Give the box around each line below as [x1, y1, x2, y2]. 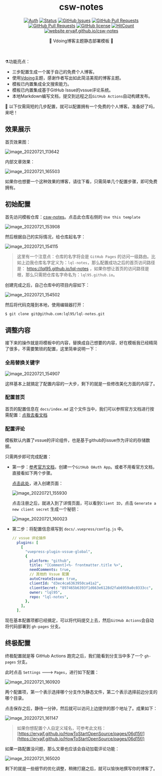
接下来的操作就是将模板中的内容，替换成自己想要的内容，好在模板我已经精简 [5, 340, 158, 346]
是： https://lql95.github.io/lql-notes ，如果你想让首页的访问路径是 [16, 265, 149, 271]
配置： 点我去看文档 [9, 412, 47, 418]
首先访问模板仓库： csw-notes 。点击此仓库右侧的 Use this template [5, 214, 141, 220]
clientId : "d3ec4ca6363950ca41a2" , [29, 581, 102, 586]
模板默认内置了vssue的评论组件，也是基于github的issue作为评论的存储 [5, 437, 146, 443]
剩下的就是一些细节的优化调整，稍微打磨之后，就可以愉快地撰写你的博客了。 [5, 765, 158, 771]
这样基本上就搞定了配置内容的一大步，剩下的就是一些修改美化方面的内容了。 [5, 380, 158, 386]
